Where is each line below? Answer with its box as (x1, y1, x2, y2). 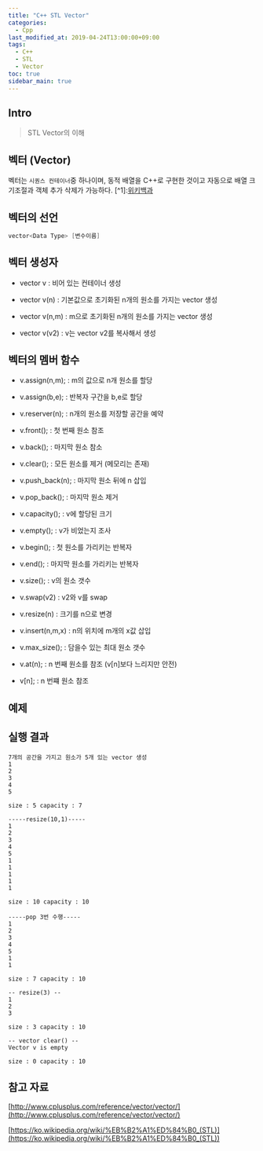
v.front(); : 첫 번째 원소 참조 (19, 426, 104, 435)
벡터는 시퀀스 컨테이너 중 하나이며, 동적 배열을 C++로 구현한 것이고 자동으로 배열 (8, 176, 247, 185)
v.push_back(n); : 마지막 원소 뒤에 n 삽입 (19, 476, 147, 486)
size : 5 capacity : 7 (8, 801, 82, 809)
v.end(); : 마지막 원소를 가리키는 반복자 (19, 559, 139, 569)
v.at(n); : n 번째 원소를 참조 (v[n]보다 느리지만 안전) (19, 659, 177, 669)
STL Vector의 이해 (27, 128, 85, 137)
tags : (8, 41, 26, 49)
